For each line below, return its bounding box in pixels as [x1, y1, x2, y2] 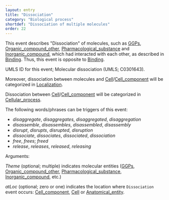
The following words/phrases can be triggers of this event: [5, 107, 128, 113]
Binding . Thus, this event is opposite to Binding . [5, 56, 105, 62]
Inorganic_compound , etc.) [5, 174, 62, 180]
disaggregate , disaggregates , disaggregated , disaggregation [12, 116, 141, 122]
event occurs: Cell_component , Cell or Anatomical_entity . [5, 189, 125, 195]
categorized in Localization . [5, 82, 63, 88]
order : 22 [5, 26, 26, 31]
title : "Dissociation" [5, 12, 53, 17]
